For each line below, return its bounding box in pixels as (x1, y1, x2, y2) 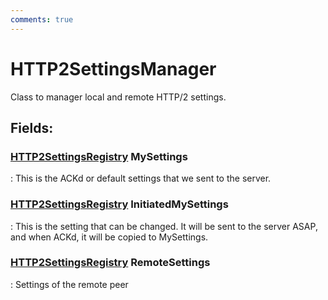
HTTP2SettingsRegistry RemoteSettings (10, 256, 211, 270)
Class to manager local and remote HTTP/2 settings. (10, 91, 227, 103)
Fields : (10, 119, 54, 136)
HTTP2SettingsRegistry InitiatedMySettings (10, 197, 229, 211)
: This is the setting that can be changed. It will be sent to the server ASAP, (10, 220, 318, 232)
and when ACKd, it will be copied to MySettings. (10, 231, 209, 243)
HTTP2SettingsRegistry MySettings (10, 149, 188, 163)
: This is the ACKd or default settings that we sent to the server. (10, 172, 272, 185)
